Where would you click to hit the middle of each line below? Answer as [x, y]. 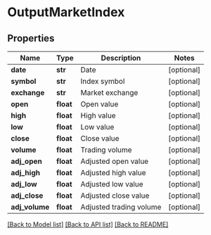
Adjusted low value [112, 184]
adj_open [26, 161]
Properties [31, 38]
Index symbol [103, 81]
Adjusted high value [113, 173]
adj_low [24, 184]
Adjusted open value [115, 161]
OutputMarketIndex [66, 12]
